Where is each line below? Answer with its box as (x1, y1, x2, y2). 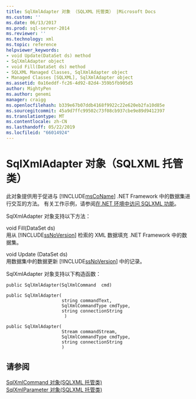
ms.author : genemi (6, 91, 51, 97)
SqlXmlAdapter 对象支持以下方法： (6, 213, 91, 220)
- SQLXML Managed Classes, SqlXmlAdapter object (6, 69, 128, 75)
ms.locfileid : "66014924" (6, 130, 70, 136)
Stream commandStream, (61, 329, 117, 334)
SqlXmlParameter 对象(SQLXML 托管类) (6, 386, 103, 393)
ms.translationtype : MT (6, 113, 65, 119)
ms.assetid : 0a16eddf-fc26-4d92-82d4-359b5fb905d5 (6, 81, 133, 86)
